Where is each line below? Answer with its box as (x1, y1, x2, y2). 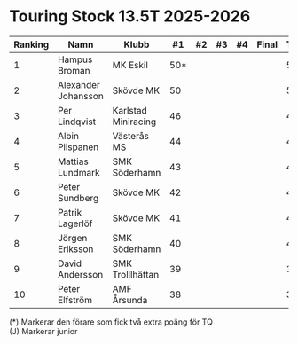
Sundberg (57, 192, 99, 204)
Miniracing (112, 115, 157, 128)
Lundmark (57, 166, 100, 178)
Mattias (57, 155, 89, 168)
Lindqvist (57, 115, 96, 128)
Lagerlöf (57, 217, 93, 230)
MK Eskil (112, 59, 149, 71)
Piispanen (57, 140, 99, 153)
